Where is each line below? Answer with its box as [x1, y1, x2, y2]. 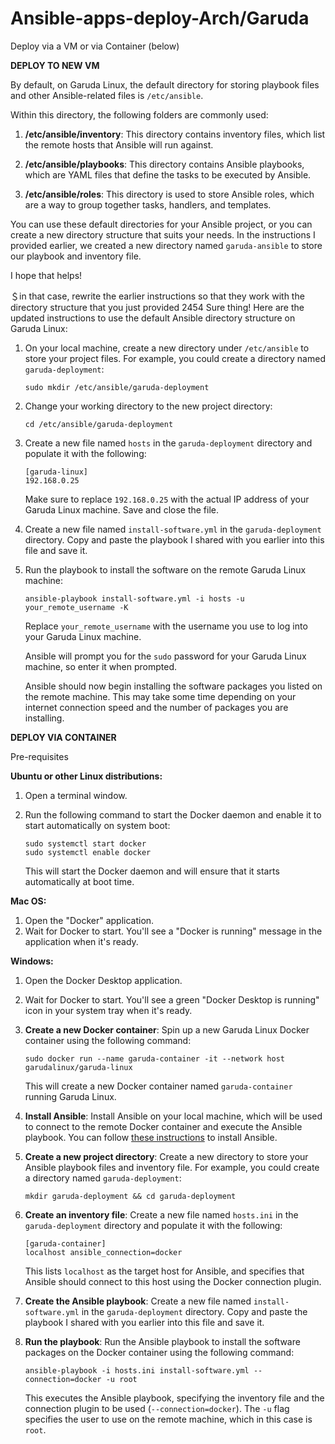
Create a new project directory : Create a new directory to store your [24, 1150, 309, 1162]
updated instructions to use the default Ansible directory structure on [10, 312, 296, 324]
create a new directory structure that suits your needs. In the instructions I [10, 228, 316, 241]
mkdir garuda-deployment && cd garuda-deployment [24, 1191, 237, 1201]
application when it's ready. [24, 935, 139, 947]
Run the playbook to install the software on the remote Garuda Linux [24, 563, 307, 576]
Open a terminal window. [24, 789, 128, 801]
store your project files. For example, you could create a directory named [24, 352, 326, 364]
